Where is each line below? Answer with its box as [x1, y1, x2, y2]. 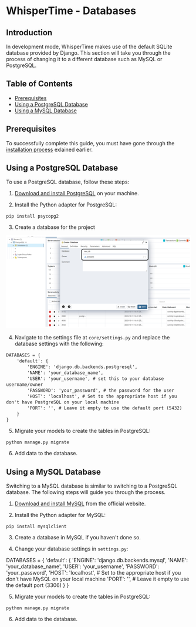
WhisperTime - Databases [6, 4, 137, 18]
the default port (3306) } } [6, 582, 69, 589]
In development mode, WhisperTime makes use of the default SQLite [6, 43, 173, 50]
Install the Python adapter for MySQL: [14, 512, 106, 519]
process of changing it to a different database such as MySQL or [6, 56, 163, 62]
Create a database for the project [14, 224, 96, 231]
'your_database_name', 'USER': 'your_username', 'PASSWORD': [6, 563, 160, 570]
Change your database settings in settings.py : [14, 545, 129, 552]
